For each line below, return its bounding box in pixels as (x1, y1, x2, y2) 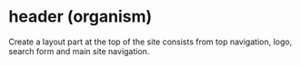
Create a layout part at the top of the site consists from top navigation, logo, (8, 36, 293, 47)
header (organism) (8, 6, 153, 27)
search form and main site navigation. (8, 45, 150, 56)
